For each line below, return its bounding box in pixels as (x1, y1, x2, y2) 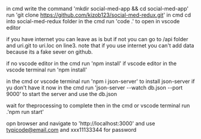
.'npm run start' (6, 109, 44, 115)
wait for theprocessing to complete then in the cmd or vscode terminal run (6, 102, 190, 109)
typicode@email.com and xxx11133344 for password (6, 126, 137, 133)
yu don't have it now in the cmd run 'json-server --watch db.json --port (6, 84, 183, 91)
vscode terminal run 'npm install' (6, 66, 88, 73)
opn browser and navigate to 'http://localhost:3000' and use (6, 120, 155, 127)
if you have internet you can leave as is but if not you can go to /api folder (6, 36, 188, 42)
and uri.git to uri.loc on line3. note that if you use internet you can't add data (6, 42, 194, 49)
